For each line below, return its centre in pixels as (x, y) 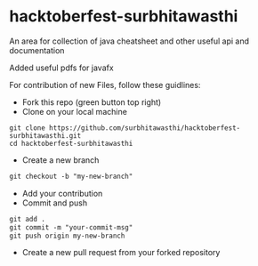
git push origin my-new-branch (67, 236)
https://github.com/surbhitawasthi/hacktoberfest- (145, 128)
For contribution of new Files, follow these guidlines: (105, 85)
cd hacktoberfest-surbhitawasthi (71, 143)
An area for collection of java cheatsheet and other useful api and (129, 41)
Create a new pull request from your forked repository (121, 253)
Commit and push (55, 203)
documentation (37, 50)
